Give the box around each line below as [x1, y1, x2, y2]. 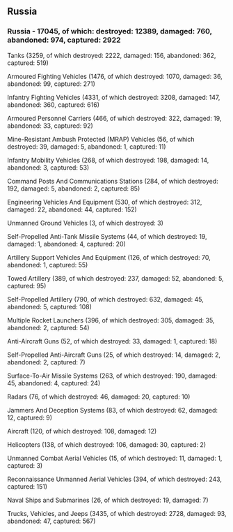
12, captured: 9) [7, 413, 53, 422]
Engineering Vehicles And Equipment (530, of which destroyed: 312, [7, 198, 202, 206]
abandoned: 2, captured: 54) [7, 323, 90, 332]
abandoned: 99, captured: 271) [7, 80, 96, 88]
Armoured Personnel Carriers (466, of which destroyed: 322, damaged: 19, [7, 114, 222, 122]
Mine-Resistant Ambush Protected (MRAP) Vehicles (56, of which [7, 135, 195, 143]
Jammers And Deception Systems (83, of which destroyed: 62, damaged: [7, 406, 218, 414]
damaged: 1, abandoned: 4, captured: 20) [7, 239, 127, 248]
